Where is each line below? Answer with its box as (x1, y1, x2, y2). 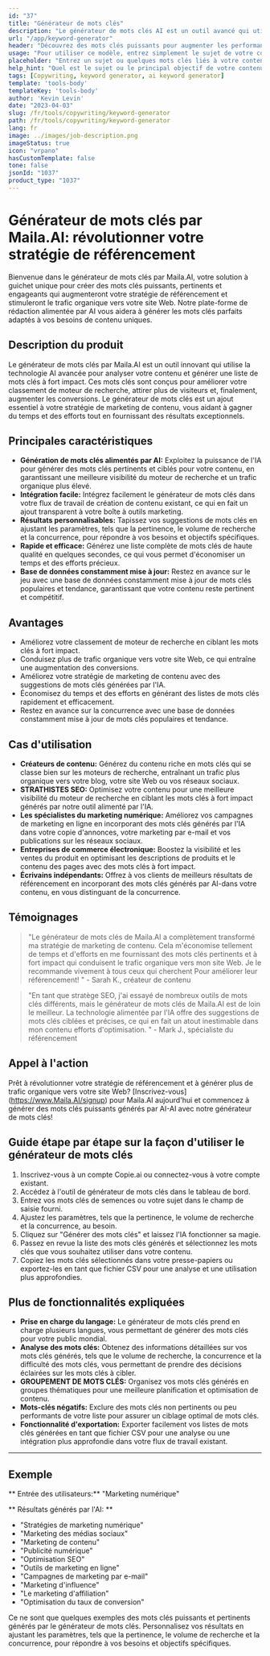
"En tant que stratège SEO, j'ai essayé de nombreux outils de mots (27, 990, 247, 1000)
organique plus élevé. (19, 481, 92, 491)
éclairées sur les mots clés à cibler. (19, 1368, 137, 1378)
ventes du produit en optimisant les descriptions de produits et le (19, 853, 235, 863)
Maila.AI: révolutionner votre (8, 229, 204, 246)
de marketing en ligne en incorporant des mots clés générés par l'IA (19, 819, 246, 829)
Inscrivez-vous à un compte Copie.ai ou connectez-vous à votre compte (19, 1170, 260, 1179)
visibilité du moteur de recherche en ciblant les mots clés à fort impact (19, 793, 253, 803)
